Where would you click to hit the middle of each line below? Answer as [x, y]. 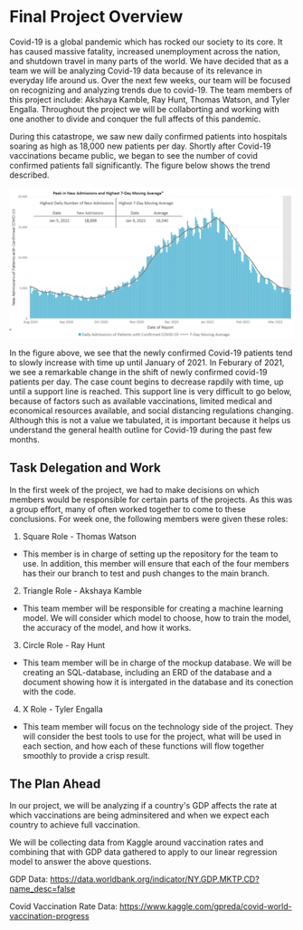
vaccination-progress [49, 916]
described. [29, 175]
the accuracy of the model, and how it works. [107, 627]
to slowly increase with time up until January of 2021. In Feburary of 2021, [147, 362]
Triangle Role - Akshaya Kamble [82, 590]
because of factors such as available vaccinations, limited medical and [141, 401]
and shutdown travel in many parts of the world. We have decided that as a [149, 61]
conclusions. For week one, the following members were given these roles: [149, 518]
